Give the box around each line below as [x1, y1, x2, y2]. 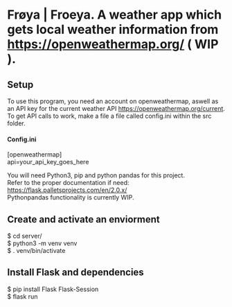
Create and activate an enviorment [7, 213, 161, 225]
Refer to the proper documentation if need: [7, 179, 130, 187]
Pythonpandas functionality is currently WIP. [7, 193, 134, 202]
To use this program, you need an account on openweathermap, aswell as [7, 97, 219, 105]
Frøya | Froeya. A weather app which [7, 7, 222, 23]
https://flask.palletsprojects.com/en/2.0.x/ [7, 186, 127, 194]
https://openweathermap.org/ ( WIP [7, 37, 219, 52]
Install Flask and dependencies [7, 267, 144, 279]
